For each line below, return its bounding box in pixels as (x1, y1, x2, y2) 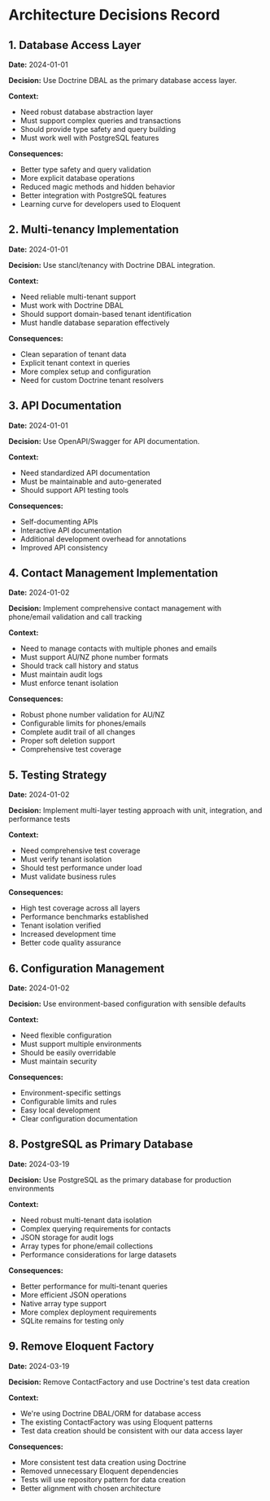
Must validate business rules (20, 871, 116, 881)
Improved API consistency (20, 542, 108, 552)
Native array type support (20, 1298, 107, 1308)
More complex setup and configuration (20, 366, 151, 376)
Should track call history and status (20, 661, 139, 671)
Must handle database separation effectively (20, 318, 170, 327)
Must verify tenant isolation (20, 854, 112, 864)
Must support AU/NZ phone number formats (20, 652, 169, 662)
